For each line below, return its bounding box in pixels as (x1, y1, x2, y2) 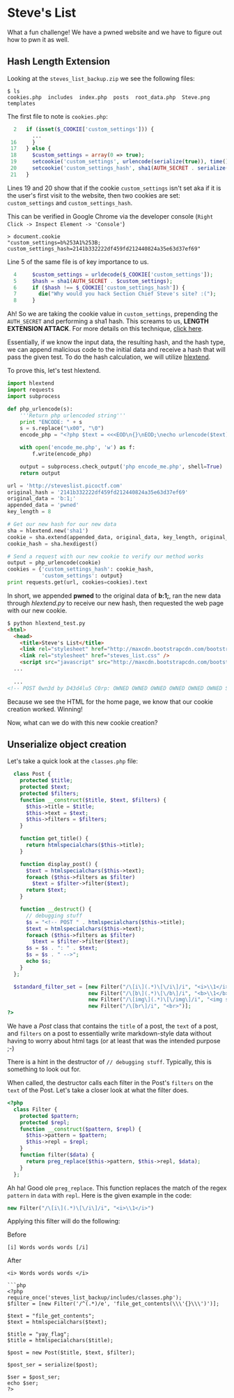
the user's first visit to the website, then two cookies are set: (7, 191, 180, 200)
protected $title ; (19, 777, 73, 784)
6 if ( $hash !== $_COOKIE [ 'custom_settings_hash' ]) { (13, 284, 186, 291)
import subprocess (7, 392, 61, 399)
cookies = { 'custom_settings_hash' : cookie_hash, (7, 566, 155, 573)
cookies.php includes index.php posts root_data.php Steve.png (7, 94, 210, 101)
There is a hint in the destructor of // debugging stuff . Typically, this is (7, 1058, 212, 1066)
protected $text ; (19, 783, 70, 790)
